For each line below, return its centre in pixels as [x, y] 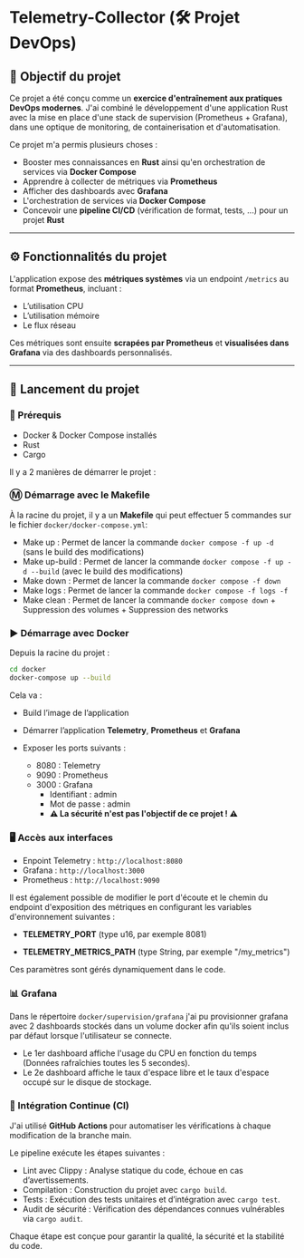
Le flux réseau [49, 325]
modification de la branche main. [71, 1135]
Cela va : [26, 695]
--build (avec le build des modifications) [107, 571]
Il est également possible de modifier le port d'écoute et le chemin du [139, 897]
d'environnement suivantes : [62, 917]
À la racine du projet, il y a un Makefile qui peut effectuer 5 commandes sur [151, 515]
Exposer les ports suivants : [74, 748]
